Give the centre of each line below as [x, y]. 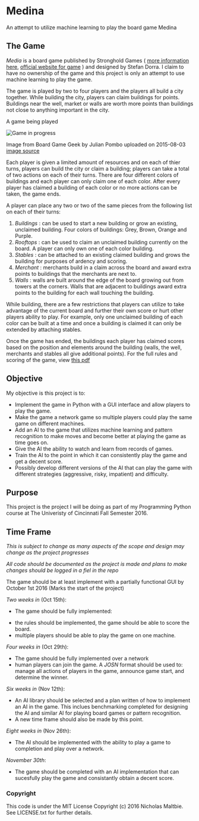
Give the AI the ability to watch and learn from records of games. [94, 449]
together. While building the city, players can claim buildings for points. [93, 97]
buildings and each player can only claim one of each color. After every [93, 181]
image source [23, 150]
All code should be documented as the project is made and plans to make [97, 564]
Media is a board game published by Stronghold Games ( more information [98, 60]
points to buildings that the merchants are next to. [76, 273]
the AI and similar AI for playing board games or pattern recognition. [98, 713]
